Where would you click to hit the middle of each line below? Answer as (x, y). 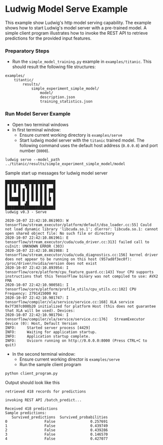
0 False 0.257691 (57, 421)
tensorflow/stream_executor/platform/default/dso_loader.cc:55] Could (78, 225)
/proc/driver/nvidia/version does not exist (51, 263)
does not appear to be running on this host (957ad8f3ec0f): (69, 259)
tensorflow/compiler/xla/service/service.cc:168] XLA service (70, 302)
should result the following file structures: (54, 67)
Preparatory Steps (27, 51)
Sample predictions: (26, 413)
